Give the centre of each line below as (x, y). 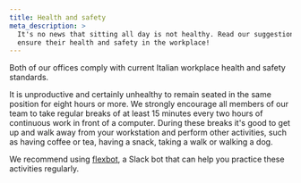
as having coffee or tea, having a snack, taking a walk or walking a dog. (141, 142)
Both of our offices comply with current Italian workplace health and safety (148, 68)
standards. (29, 78)
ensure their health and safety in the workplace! (114, 42)
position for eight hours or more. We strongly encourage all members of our (149, 104)
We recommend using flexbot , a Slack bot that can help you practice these (147, 159)
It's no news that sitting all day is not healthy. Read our (134, 34)
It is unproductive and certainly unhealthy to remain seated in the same (140, 95)
